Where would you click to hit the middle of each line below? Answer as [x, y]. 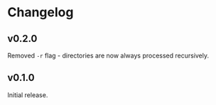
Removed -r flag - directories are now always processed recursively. [108, 55]
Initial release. [28, 95]
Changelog [40, 12]
